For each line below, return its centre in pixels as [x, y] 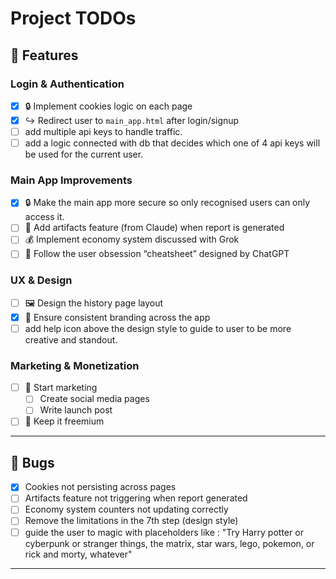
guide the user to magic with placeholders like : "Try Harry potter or [164, 532]
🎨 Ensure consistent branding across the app [117, 317]
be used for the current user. [84, 154]
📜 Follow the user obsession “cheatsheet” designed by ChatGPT [157, 254]
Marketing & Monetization [75, 365]
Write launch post [76, 410]
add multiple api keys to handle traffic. [103, 131]
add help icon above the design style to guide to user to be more [158, 328]
